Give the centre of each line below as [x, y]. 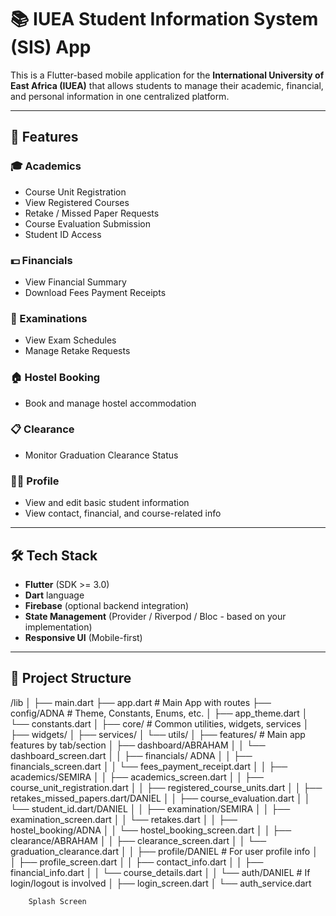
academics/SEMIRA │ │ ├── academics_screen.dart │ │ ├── [137, 777]
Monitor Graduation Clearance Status [101, 455]
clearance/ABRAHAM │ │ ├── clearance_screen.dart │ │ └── [138, 840]
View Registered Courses [77, 202]
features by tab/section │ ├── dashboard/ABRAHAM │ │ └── [138, 745]
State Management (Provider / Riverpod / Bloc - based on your [155, 616]
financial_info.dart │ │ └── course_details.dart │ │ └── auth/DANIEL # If [160, 872]
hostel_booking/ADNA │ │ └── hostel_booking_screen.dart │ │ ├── [151, 830]
